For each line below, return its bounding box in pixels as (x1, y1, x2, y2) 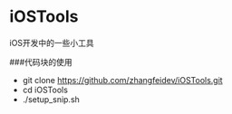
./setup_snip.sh (22, 93, 80, 105)
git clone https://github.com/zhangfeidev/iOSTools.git (22, 74, 224, 85)
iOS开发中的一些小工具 (9, 37, 95, 48)
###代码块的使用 (9, 56, 72, 67)
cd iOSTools (22, 84, 68, 95)
